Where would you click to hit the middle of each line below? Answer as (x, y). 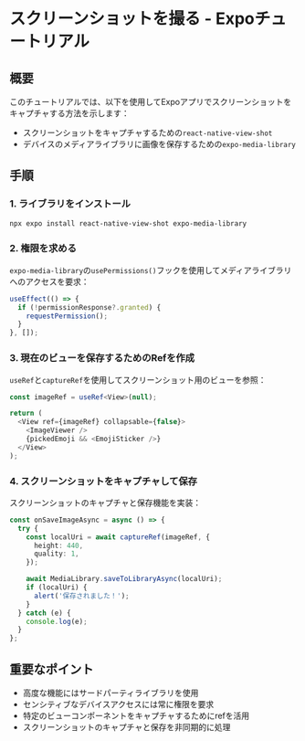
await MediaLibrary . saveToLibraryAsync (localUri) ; (124, 579)
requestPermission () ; (67, 316)
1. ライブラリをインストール (70, 204)
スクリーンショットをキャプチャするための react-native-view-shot (147, 132)
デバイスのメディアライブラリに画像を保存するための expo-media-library (159, 144)
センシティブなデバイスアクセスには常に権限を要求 (118, 704)
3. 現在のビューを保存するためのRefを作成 (102, 358)
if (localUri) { (57, 588)
